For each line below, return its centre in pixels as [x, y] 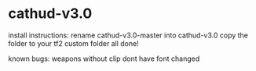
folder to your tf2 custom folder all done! [73, 43]
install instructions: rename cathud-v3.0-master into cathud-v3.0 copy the [128, 35]
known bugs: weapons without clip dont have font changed [104, 59]
